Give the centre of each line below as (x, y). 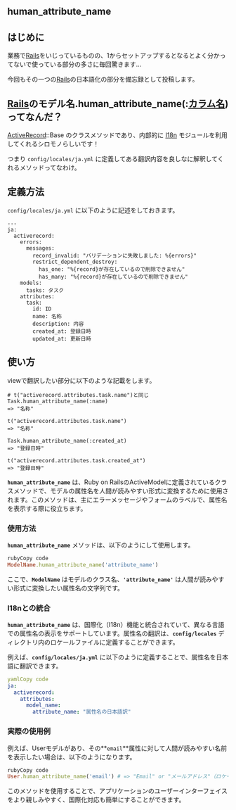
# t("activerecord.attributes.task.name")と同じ (78, 395)
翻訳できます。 (41, 666)
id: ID (42, 309)
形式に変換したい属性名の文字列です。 (68, 588)
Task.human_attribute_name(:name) (58, 401)
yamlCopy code (28, 679)
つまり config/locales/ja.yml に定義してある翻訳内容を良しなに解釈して (112, 159)
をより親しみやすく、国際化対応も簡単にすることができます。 (96, 800)
